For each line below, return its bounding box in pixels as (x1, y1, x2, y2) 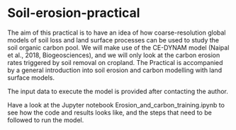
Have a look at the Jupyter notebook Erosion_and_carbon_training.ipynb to (7, 100, 225, 109)
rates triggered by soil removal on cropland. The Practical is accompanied (7, 58, 223, 66)
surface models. (7, 73, 55, 82)
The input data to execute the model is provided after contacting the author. (7, 87, 228, 95)
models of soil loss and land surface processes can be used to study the (7, 35, 220, 44)
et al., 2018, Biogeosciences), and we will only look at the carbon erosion (7, 51, 220, 59)
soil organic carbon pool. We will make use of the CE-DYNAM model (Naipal (7, 43, 230, 52)
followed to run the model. (7, 115, 84, 124)
